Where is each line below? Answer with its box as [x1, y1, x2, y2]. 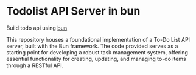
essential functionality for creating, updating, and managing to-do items [6, 55, 187, 62]
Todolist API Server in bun [6, 4, 141, 18]
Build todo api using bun [6, 24, 68, 31]
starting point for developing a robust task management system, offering [6, 48, 189, 56]
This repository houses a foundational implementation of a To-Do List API [6, 36, 191, 43]
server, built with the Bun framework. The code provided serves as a [6, 42, 178, 50]
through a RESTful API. [6, 62, 64, 69]
